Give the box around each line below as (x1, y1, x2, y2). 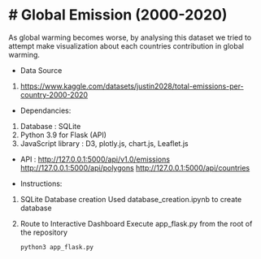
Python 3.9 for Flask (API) (20, 130, 107, 140)
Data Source (20, 65, 63, 75)
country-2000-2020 (20, 89, 88, 99)
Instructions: (20, 179, 63, 188)
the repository (20, 227, 67, 237)
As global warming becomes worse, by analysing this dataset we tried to (8, 32, 252, 42)
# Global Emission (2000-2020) (8, 6, 228, 24)
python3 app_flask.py (20, 243, 94, 251)
